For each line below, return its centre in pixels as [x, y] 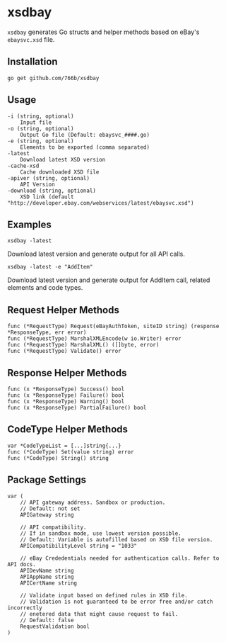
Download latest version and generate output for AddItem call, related [109, 280]
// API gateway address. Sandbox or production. [93, 502]
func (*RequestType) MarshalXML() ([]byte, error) [83, 345]
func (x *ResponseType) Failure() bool [66, 395]
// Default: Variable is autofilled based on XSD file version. [117, 539]
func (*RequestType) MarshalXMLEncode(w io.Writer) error [94, 339]
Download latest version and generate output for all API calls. [96, 254]
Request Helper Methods [64, 310]
